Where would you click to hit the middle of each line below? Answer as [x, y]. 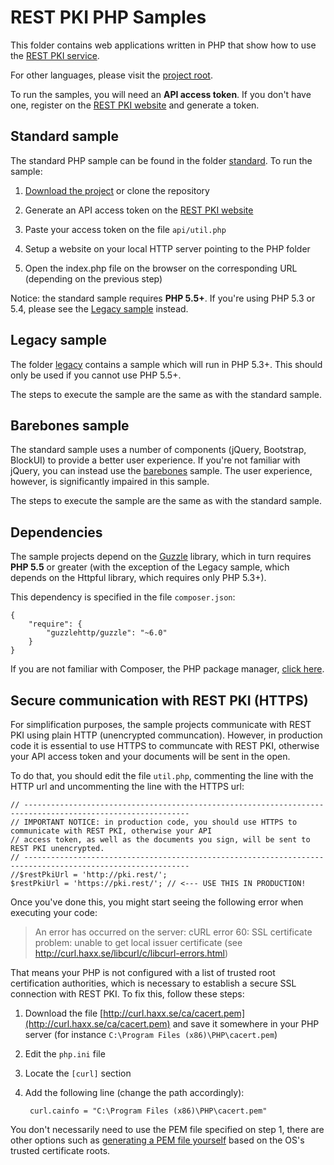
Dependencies [56, 532]
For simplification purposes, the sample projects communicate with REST [161, 724]
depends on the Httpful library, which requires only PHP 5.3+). [138, 578]
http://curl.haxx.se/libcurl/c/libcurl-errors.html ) [131, 953]
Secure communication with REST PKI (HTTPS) [159, 700]
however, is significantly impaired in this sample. [110, 482]
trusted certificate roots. [60, 1150]
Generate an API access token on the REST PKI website [139, 210]
